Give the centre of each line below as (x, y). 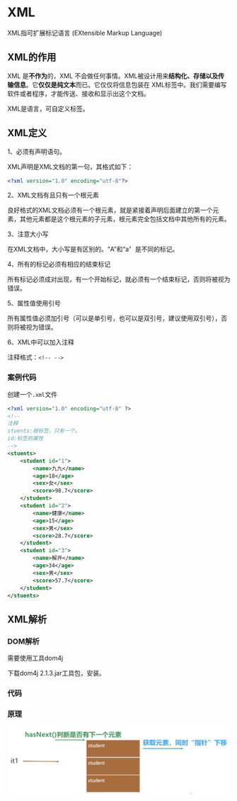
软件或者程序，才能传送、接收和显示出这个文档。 (79, 94)
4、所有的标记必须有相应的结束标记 (59, 264)
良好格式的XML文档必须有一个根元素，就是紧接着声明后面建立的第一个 (110, 211)
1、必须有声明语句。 (36, 151)
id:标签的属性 (25, 439)
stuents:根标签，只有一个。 (44, 431)
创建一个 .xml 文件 (33, 394)
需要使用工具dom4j (35, 658)
